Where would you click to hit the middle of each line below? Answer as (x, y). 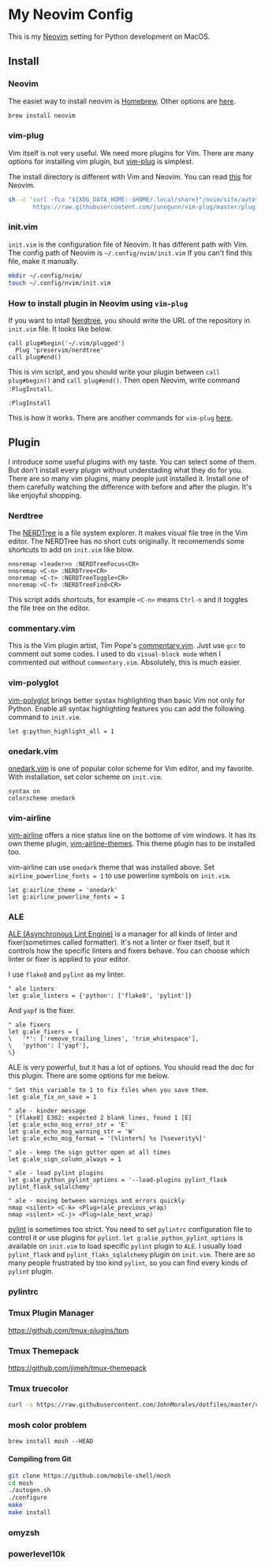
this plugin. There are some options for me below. (89, 1075)
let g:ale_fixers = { (44, 1032)
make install (30, 1512)
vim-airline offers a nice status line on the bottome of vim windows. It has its (132, 835)
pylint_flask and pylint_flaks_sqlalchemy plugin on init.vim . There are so (132, 1255)
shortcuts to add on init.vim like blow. (71, 550)
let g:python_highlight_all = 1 (61, 731)
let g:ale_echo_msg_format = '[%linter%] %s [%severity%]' (107, 1139)
